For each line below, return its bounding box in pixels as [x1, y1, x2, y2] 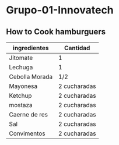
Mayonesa [9, 82, 38, 90]
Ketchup [9, 91, 32, 100]
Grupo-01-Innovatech [6, 3, 114, 17]
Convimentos [9, 129, 45, 137]
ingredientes [12, 44, 49, 52]
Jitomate [9, 54, 33, 62]
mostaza [9, 101, 33, 109]
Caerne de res [9, 111, 48, 118]
